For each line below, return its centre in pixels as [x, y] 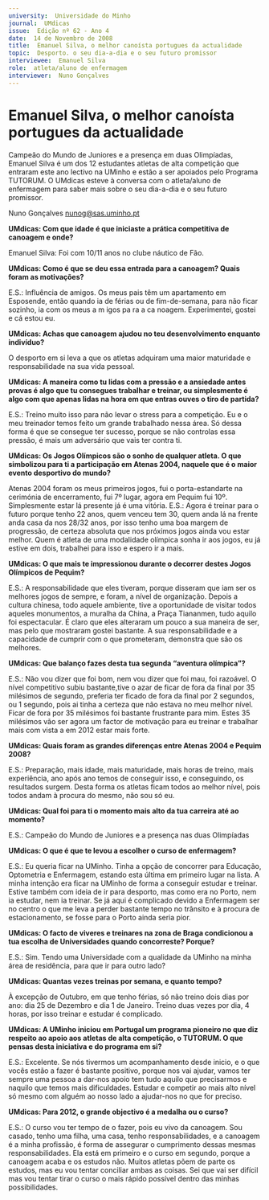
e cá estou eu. [32, 317]
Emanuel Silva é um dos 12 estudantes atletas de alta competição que [124, 163]
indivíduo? [26, 342]
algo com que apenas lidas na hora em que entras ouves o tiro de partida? [134, 399]
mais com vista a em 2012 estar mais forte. [79, 730]
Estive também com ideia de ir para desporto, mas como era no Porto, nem [132, 891]
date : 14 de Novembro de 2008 [61, 38]
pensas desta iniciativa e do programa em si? [85, 1046]
